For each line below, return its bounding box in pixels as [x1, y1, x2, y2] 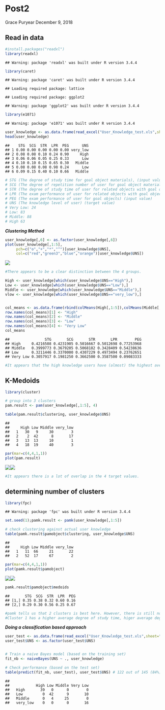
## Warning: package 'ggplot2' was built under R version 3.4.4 [5, 104, 139, 108]
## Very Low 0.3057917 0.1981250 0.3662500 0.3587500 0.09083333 [5, 354, 141, 359]
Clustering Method [5, 228, 45, 234]
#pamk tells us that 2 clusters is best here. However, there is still [5, 611, 155, 616]
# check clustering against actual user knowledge [5, 527, 111, 532]
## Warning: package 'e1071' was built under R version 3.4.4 [5, 121, 135, 126]
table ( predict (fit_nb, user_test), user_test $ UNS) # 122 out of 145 [5, 670, 148, 674]
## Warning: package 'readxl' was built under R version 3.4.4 [5, 60, 137, 65]
